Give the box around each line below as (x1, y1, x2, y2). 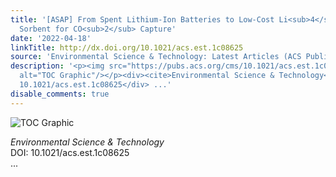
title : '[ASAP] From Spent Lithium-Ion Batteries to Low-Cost (10, 14, 275, 25)
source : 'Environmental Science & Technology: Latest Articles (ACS (10, 52, 302, 62)
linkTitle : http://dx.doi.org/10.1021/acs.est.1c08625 (10, 42, 244, 53)
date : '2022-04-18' (10, 33, 92, 43)
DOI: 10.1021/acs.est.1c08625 (10, 146, 130, 158)
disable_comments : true (10, 89, 110, 99)
